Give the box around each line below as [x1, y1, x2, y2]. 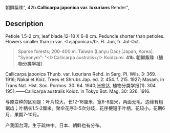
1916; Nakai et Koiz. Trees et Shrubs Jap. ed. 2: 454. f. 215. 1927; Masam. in [5, 76, 164, 83]
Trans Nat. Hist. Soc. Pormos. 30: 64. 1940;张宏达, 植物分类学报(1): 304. [5, 82, 157, 88]
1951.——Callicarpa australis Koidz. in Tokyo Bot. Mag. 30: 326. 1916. [5, 88, 151, 94]
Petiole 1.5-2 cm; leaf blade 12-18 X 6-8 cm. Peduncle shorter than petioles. [5, 33, 165, 39]
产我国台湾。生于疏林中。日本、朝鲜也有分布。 [5, 122, 104, 128]
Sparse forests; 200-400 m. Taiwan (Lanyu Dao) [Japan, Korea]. [17, 48, 154, 55]
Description [5, 19, 44, 28]
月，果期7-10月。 [5, 111, 42, 117]
